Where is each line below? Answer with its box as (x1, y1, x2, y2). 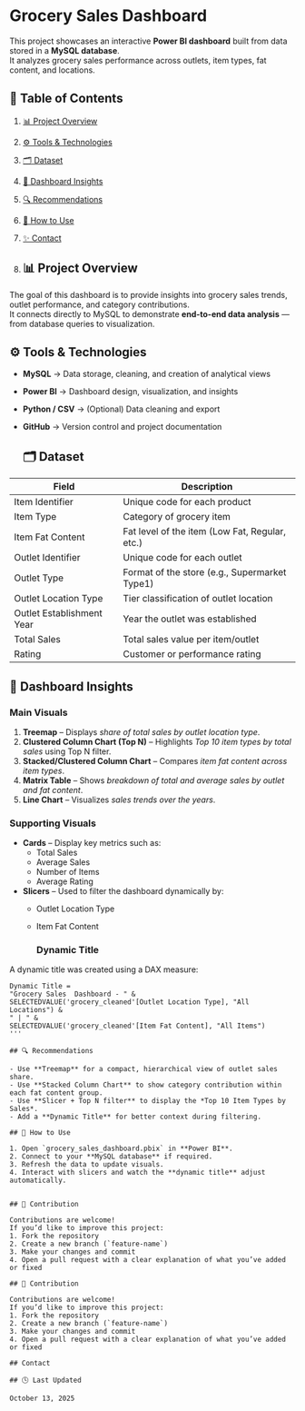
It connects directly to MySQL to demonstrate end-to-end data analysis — (9, 308, 290, 319)
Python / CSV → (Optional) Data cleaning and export (22, 403, 221, 414)
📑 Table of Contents (9, 91, 123, 106)
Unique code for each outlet (123, 551, 242, 564)
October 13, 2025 (9, 1394, 75, 1404)
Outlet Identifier (14, 551, 81, 564)
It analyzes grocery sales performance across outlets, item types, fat (9, 55, 267, 65)
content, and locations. (9, 65, 95, 75)
